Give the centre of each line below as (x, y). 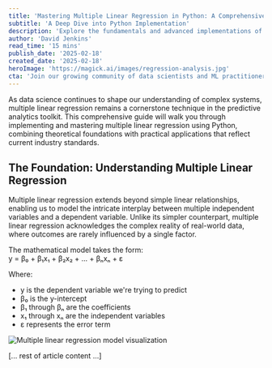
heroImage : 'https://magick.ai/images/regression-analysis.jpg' (119, 69)
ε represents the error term (65, 324)
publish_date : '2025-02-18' (56, 53)
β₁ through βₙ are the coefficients (75, 307)
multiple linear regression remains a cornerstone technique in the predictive (135, 108)
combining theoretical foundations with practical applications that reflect (130, 134)
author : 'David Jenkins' (50, 39)
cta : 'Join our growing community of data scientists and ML (114, 76)
